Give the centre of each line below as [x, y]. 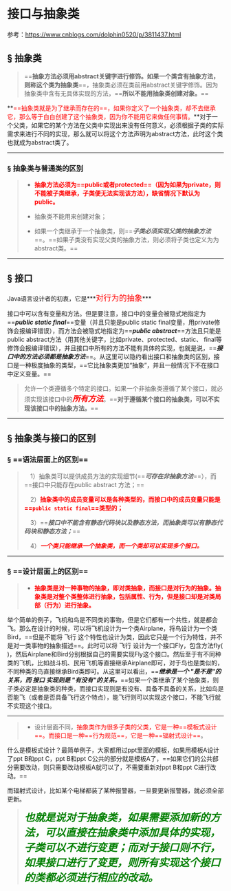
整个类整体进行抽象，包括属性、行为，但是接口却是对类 [136, 597]
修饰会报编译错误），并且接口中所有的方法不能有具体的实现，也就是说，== [112, 347]
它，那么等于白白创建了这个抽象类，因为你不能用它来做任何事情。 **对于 [110, 116]
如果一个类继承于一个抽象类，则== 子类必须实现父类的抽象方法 [123, 231]
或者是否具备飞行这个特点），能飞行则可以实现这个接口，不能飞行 [123, 697]
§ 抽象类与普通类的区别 [45, 168]
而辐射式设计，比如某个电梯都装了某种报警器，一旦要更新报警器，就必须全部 [115, 790]
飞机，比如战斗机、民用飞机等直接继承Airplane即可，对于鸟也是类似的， [121, 663]
